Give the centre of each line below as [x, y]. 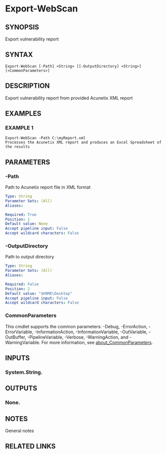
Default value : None [27, 224]
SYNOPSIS [22, 27]
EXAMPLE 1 [19, 128]
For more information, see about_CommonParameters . [97, 342]
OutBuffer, [16, 337]
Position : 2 [17, 289]
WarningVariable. [23, 342]
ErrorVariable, [19, 332]
